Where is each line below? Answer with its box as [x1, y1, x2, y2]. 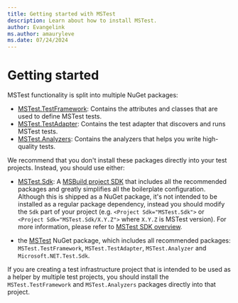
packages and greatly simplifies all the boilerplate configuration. [17, 185, 206, 194]
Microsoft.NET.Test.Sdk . [17, 251, 90, 260]
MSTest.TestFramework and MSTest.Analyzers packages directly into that [7, 280, 217, 289]
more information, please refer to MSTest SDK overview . [17, 223, 183, 231]
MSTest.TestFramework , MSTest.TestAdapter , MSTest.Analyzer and [17, 244, 207, 253]
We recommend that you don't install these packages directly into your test [7, 156, 227, 165]
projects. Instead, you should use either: [7, 164, 126, 172]
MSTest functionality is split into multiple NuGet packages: [7, 91, 179, 99]
